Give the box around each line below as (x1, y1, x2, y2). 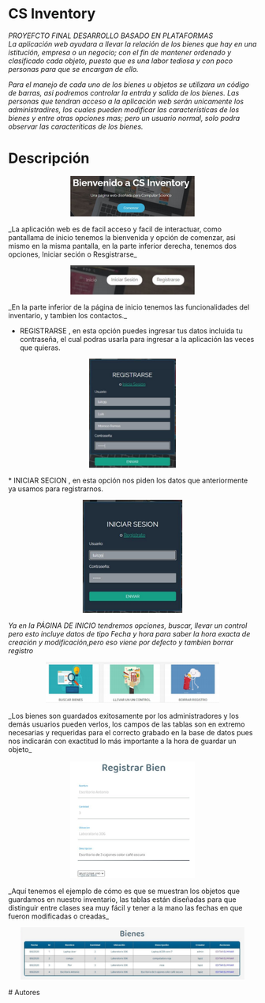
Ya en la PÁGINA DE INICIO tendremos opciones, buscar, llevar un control (8, 621, 248, 630)
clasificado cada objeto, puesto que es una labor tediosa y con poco (8, 56, 233, 66)
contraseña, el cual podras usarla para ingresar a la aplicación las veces (19, 334, 255, 344)
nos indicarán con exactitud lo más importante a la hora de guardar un (8, 736, 237, 746)
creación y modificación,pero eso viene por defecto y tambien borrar (8, 637, 234, 648)
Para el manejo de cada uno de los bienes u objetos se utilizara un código (8, 80, 250, 89)
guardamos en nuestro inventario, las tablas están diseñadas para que (8, 895, 237, 904)
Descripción (8, 149, 90, 167)
